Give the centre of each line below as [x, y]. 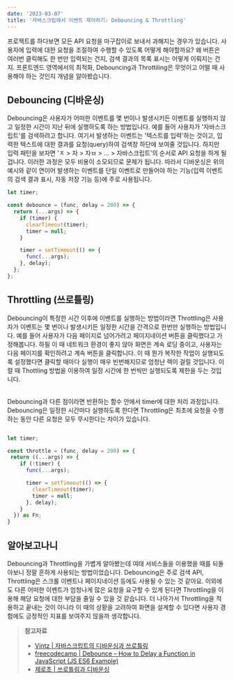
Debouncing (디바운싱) [56, 100]
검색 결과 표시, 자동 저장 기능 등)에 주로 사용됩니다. [83, 180]
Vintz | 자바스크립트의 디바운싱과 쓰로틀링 [91, 645]
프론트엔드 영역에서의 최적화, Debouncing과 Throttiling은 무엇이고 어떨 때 [117, 67]
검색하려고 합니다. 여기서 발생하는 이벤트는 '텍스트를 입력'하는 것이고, [122, 136]
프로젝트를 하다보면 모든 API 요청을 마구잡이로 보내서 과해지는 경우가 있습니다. [113, 41]
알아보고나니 [32, 545]
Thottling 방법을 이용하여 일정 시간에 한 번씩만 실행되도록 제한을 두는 [115, 370]
